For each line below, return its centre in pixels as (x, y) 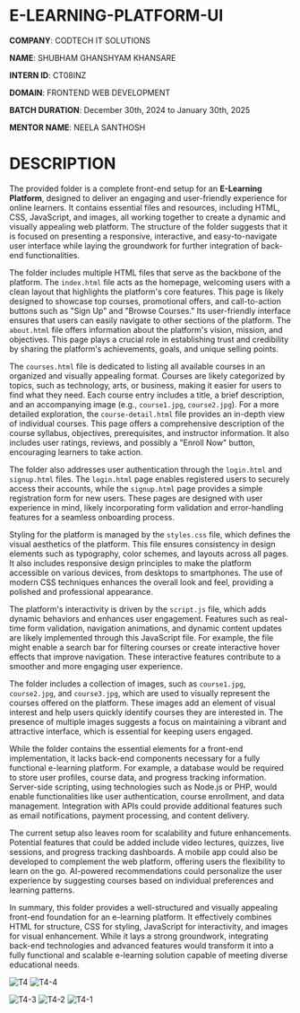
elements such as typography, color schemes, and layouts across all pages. (149, 554)
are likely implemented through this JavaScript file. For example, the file (141, 637)
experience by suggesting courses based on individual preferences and (142, 880)
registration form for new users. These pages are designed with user (136, 498)
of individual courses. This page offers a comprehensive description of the (147, 424)
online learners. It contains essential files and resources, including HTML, (145, 207)
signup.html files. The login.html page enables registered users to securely (150, 479)
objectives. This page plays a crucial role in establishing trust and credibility (149, 339)
